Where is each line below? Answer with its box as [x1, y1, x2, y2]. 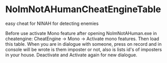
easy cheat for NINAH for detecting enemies [5, 20, 99, 26]
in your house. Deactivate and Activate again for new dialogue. [5, 52, 137, 58]
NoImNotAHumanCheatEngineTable [5, 4, 161, 15]
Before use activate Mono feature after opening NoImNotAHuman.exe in [5, 30, 157, 36]
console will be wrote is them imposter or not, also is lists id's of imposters [5, 46, 162, 52]
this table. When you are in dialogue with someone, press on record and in [5, 41, 162, 47]
